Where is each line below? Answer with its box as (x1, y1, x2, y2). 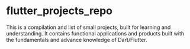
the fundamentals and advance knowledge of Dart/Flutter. (6, 36, 147, 43)
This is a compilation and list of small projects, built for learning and (6, 24, 171, 31)
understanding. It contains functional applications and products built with (6, 30, 185, 37)
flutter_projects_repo (6, 4, 112, 18)
